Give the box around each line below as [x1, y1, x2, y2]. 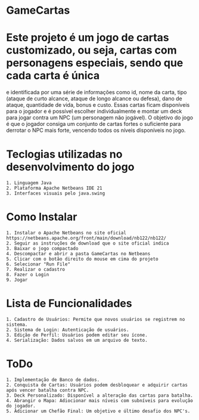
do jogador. [6, 403, 36, 409]
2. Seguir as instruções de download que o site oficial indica [6, 240, 169, 246]
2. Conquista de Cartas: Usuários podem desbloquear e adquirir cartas [6, 382, 188, 388]
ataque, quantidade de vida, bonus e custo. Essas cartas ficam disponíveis [6, 101, 190, 109]
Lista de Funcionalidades [6, 297, 132, 310]
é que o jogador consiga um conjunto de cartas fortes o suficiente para [6, 121, 181, 128]
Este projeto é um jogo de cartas [6, 31, 169, 45]
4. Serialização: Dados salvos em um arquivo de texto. [6, 337, 148, 343]
